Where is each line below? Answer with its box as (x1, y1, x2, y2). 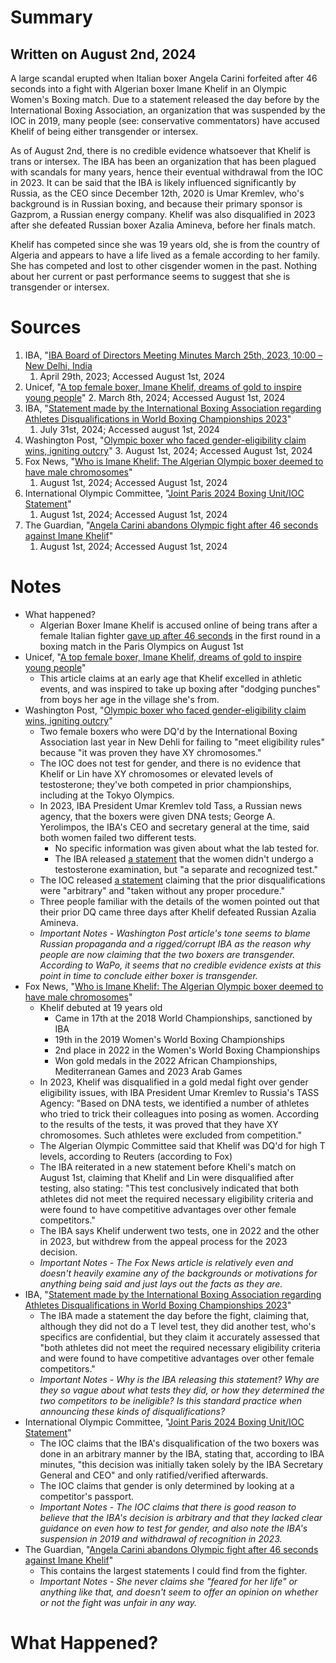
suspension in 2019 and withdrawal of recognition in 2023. (39, 1532, 283, 1545)
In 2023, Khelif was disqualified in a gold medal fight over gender (39, 1076, 309, 1088)
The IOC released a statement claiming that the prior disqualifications (39, 874, 326, 886)
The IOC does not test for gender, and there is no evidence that (39, 757, 301, 769)
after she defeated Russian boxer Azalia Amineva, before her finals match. (10, 219, 316, 231)
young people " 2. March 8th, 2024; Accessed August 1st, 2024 (24, 391, 286, 403)
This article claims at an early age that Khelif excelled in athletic (39, 672, 303, 684)
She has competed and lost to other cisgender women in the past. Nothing (10, 260, 318, 271)
